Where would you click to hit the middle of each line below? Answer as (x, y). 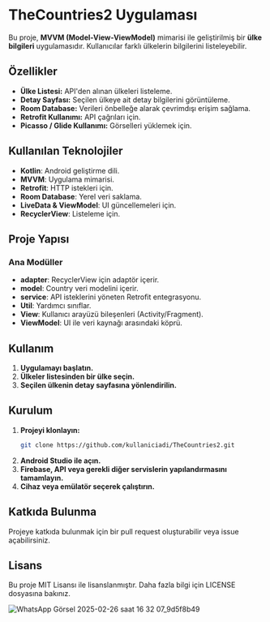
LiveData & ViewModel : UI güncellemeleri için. (98, 205)
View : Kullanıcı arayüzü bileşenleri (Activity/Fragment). (112, 315)
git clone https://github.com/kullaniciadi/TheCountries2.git (127, 445)
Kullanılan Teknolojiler (66, 151)
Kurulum (31, 411)
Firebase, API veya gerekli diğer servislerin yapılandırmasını (123, 469)
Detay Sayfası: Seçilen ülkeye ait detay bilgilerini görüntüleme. (125, 100)
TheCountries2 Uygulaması (103, 15)
